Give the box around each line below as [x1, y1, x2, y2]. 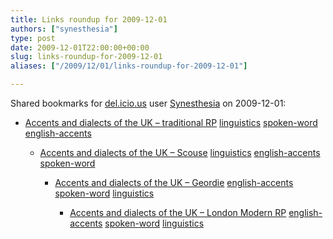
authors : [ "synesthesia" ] [10, 24, 118, 34]
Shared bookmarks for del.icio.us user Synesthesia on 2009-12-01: [10, 97, 287, 109]
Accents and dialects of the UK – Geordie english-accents [54, 177, 294, 188]
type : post [10, 33, 56, 43]
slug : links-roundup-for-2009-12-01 [10, 52, 163, 62]
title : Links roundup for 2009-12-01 [10, 14, 168, 25]
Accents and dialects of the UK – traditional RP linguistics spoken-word [24, 117, 318, 128]
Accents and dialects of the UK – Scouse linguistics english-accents [39, 147, 321, 158]
